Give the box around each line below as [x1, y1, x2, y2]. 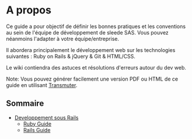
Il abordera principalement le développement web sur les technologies [6, 46, 176, 53]
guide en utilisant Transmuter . [6, 81, 78, 88]
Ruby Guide [23, 120, 51, 127]
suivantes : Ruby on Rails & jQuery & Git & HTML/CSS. [6, 53, 136, 60]
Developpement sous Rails [14, 114, 79, 121]
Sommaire [6, 99, 44, 109]
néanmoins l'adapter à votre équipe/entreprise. [6, 35, 120, 42]
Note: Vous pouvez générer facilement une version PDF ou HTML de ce [6, 75, 179, 82]
